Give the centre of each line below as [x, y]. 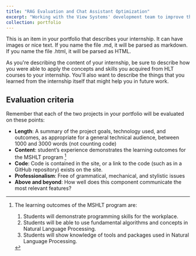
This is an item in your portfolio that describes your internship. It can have [94, 39]
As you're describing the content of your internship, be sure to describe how [98, 63]
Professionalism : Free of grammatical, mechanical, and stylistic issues [100, 175]
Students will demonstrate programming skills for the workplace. [101, 216]
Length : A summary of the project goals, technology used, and [90, 132]
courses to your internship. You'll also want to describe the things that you [95, 75]
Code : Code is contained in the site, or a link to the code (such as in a [98, 163]
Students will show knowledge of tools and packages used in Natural [106, 235]
